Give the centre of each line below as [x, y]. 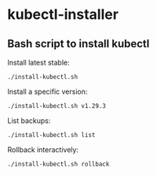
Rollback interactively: [43, 150]
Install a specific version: [47, 91]
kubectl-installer [63, 15]
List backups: [29, 121]
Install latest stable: [38, 62]
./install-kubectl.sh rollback [58, 164]
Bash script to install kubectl [78, 44]
